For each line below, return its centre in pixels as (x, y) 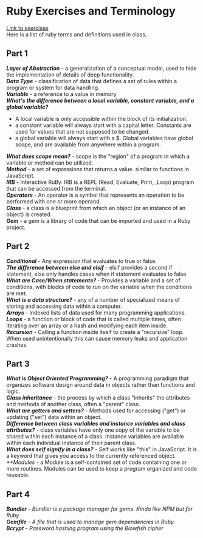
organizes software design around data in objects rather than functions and (101, 385)
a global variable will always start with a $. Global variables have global (104, 138)
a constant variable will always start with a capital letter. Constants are (103, 125)
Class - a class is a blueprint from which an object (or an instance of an (96, 208)
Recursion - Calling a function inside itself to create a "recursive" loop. (95, 332)
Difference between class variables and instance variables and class (96, 424)
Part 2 (18, 246)
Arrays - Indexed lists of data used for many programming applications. (96, 312)
